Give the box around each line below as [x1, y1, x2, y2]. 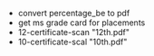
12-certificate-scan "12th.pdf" [17, 27, 130, 37]
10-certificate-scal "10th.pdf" [17, 36, 128, 47]
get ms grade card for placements [17, 17, 146, 28]
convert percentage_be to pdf [17, 8, 130, 18]
